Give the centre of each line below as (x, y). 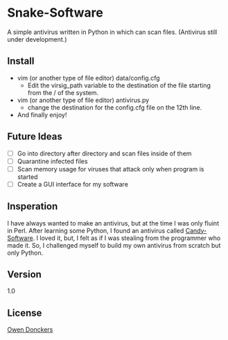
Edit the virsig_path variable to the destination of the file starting (119, 85)
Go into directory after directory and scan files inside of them (104, 153)
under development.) (37, 39)
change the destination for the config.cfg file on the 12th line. (115, 107)
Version (24, 274)
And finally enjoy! (42, 114)
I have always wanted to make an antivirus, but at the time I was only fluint (113, 223)
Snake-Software (55, 13)
